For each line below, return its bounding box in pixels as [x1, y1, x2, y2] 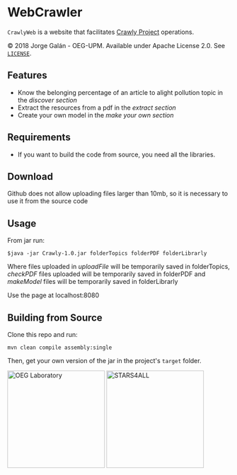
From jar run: [7, 236, 45, 245]
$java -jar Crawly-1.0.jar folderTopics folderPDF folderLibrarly [7, 250, 207, 257]
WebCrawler [7, 4, 83, 21]
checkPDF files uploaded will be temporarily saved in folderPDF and [7, 270, 206, 278]
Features [7, 69, 47, 81]
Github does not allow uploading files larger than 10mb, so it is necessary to [7, 189, 229, 198]
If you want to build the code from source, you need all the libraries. [17, 150, 216, 159]
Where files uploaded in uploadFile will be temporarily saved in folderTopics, [7, 263, 230, 271]
